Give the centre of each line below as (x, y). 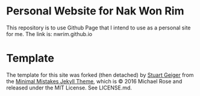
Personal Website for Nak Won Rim (95, 11)
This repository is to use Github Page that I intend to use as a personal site (98, 28)
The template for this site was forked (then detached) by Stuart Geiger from (100, 75)
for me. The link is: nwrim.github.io (49, 34)
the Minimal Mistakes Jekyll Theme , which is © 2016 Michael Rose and (94, 81)
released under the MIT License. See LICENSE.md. (69, 88)
